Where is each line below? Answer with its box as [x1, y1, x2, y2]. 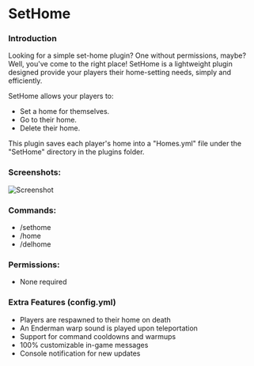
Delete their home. [19, 123, 81, 133]
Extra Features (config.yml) [8, 297, 116, 308]
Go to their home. [19, 115, 78, 125]
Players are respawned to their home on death [19, 315, 172, 324]
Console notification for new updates [19, 349, 141, 358]
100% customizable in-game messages [19, 340, 149, 349]
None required [19, 277, 67, 287]
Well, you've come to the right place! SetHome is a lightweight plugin [8, 59, 233, 69]
